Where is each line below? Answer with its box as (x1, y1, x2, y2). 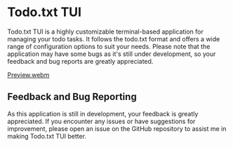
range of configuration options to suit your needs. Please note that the (7, 42, 211, 50)
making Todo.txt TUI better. (7, 132, 86, 140)
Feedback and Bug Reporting (7, 91, 137, 103)
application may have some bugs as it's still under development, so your (7, 50, 216, 58)
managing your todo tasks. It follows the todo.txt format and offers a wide (7, 34, 220, 43)
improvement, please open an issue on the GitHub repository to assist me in (7, 124, 227, 133)
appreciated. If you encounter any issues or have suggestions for (7, 117, 196, 125)
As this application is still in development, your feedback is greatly (7, 109, 199, 118)
